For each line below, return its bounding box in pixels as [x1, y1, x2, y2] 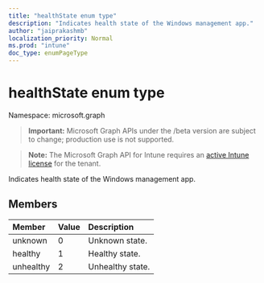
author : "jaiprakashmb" [8, 27, 89, 35]
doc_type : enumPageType [8, 49, 89, 57]
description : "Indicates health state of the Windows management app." [8, 19, 254, 27]
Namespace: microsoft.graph [8, 110, 105, 120]
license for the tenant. [27, 158, 101, 168]
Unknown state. [88, 235, 147, 246]
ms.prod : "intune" [8, 42, 70, 50]
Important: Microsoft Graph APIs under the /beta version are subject [27, 125, 256, 135]
